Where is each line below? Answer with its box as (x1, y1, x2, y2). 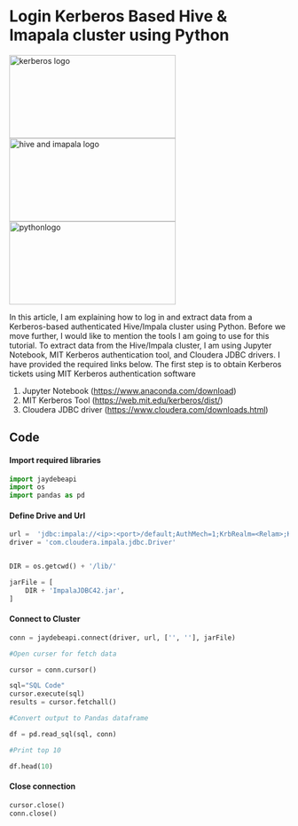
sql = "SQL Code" (9, 681, 66, 690)
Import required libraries (9, 454, 102, 465)
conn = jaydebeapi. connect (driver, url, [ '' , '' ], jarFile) (9, 633, 237, 642)
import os (9, 483, 46, 492)
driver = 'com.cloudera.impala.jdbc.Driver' (9, 539, 176, 547)
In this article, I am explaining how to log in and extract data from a (9, 311, 253, 322)
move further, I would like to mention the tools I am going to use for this (9, 330, 270, 341)
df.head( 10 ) (9, 761, 53, 771)
